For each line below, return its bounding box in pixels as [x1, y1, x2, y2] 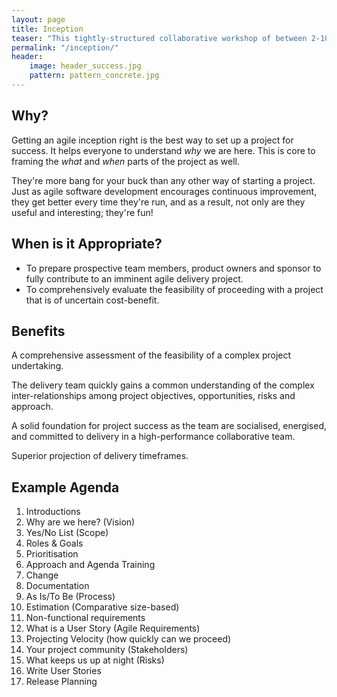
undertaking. [11, 360, 64, 372]
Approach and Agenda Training [25, 559, 156, 571]
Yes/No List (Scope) [25, 527, 109, 539]
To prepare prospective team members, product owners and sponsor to [25, 262, 322, 274]
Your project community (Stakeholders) [25, 644, 189, 656]
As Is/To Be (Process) [25, 591, 116, 603]
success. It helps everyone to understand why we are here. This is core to [11, 144, 316, 156]
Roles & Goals [25, 537, 84, 550]
